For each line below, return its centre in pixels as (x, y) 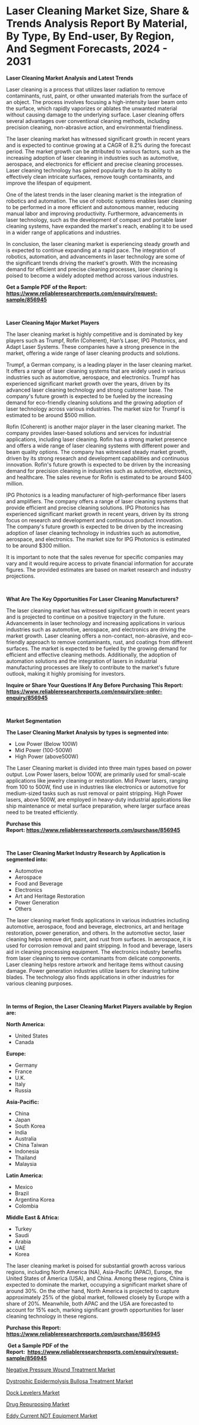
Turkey (23, 1229)
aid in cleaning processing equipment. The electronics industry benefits (94, 951)
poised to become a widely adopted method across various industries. (92, 275)
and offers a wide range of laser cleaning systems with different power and (98, 445)
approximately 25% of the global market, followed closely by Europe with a (98, 1297)
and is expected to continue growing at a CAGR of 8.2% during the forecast (99, 145)
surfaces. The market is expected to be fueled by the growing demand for (97, 648)
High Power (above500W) (47, 756)
